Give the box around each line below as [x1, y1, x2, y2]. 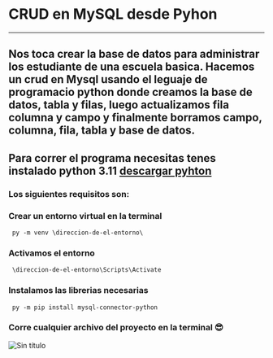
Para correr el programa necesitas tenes [8, 151, 217, 165]
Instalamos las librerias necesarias [8, 285, 149, 296]
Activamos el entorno [8, 247, 95, 259]
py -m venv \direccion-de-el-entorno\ [11, 229, 144, 237]
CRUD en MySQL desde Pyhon [8, 5, 218, 24]
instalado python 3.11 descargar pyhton [8, 164, 212, 177]
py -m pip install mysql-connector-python [11, 303, 158, 312]
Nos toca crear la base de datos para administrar [8, 47, 260, 61]
